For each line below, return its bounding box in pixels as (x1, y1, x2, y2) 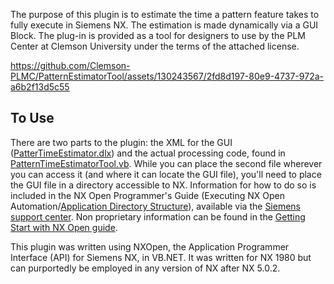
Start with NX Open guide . (10, 221, 118, 233)
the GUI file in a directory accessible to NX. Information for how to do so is (10, 179, 317, 191)
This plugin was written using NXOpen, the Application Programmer (10, 240, 290, 253)
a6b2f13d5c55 (10, 81, 70, 93)
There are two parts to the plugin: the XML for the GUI (10, 136, 233, 148)
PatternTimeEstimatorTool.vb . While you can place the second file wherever (10, 157, 323, 169)
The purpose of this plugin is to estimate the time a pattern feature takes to (10, 9, 320, 20)
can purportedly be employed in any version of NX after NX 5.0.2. (10, 262, 281, 274)
